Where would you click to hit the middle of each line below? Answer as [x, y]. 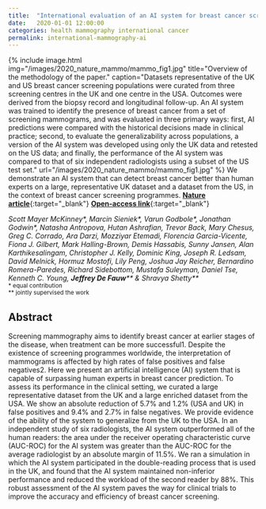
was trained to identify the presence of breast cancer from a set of [117, 111]
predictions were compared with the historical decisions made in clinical [126, 128]
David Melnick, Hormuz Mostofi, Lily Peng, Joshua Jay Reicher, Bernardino [131, 261]
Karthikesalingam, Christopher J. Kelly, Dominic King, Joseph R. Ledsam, [127, 253]
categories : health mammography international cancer [99, 30]
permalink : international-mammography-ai [78, 38]
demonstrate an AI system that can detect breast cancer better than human [131, 179]
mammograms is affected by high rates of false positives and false [117, 361]
